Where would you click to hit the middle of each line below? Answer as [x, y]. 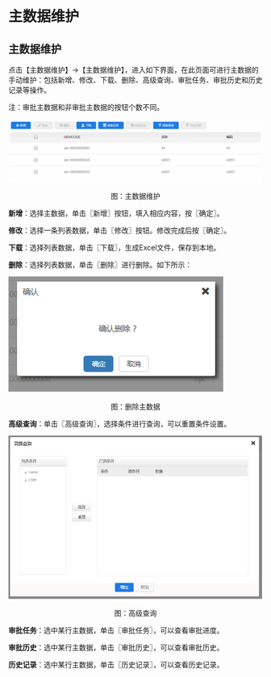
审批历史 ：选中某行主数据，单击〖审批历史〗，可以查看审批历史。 [116, 648]
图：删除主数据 [135, 407]
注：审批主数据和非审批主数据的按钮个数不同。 [86, 107]
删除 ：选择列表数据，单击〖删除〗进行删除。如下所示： [100, 265]
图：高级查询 [135, 613]
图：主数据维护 [135, 196]
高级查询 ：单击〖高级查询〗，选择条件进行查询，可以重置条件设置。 [120, 424]
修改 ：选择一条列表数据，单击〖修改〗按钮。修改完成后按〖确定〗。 [120, 230]
